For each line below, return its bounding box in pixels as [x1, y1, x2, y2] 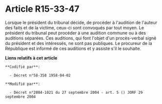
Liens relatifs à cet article [5, 55, 58, 61]
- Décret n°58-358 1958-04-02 [9, 73, 71, 78]
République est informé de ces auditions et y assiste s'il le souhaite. [5, 45, 142, 51]
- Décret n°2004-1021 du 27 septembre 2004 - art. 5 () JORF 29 [9, 90, 143, 95]
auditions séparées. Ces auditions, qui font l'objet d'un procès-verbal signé [5, 35, 157, 41]
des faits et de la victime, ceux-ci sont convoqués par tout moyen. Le [5, 24, 144, 30]
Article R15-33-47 [5, 3, 80, 15]
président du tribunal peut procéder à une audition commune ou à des [5, 30, 146, 36]
